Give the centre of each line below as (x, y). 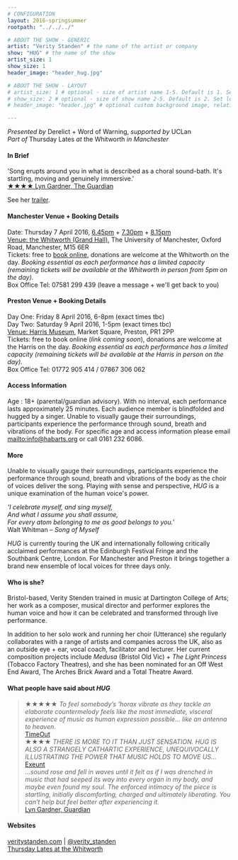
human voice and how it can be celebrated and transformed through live (113, 613)
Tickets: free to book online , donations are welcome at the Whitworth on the (118, 254)
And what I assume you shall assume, (63, 515)
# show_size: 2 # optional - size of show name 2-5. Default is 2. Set (115, 99)
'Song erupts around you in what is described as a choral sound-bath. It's (115, 171)
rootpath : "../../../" (41, 27)
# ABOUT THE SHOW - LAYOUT (47, 86)
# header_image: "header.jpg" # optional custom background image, (109, 106)
